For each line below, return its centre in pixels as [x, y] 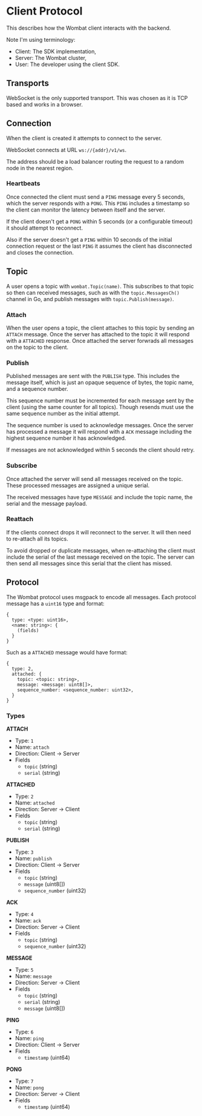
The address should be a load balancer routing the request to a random [95, 161]
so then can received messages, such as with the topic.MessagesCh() [93, 293]
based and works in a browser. [44, 104]
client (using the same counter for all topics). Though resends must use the [100, 407]
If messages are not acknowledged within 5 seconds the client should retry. [101, 450]
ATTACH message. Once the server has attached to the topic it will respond [98, 334]
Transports [28, 83]
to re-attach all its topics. [37, 539]
